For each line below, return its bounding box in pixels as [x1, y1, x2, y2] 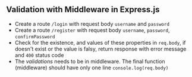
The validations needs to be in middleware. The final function [14, 58, 165, 65]
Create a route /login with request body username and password [14, 20, 170, 27]
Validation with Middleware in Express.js [6, 5, 160, 15]
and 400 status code [14, 51, 64, 58]
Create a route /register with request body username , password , [14, 26, 170, 34]
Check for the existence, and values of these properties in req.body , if [14, 39, 186, 46]
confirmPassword [14, 34, 55, 40]
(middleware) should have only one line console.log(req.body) [14, 64, 169, 71]
